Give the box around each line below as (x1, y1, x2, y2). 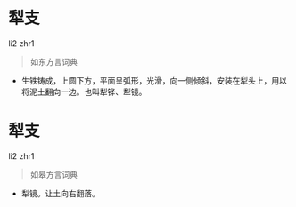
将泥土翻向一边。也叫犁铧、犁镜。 (21, 86, 147, 97)
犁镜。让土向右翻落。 (21, 187, 100, 198)
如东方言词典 (29, 56, 78, 67)
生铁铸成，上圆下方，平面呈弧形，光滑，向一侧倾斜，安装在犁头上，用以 (21, 75, 287, 85)
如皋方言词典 (29, 169, 78, 179)
